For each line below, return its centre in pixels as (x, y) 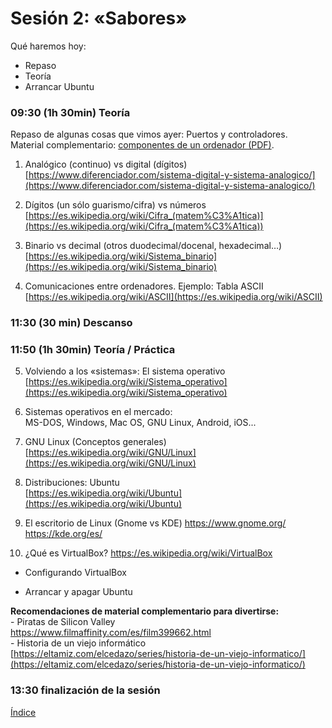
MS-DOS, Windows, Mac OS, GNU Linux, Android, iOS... (140, 423)
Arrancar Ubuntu (59, 86)
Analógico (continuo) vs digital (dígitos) (106, 164)
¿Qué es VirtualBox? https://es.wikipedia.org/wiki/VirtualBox (148, 553)
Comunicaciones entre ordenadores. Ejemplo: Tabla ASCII (144, 286)
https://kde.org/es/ (63, 534)
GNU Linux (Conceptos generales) (95, 442)
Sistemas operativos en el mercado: (98, 412)
